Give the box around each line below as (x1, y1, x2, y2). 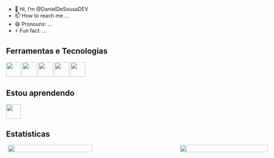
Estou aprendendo (6, 88, 75, 98)
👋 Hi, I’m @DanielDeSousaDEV (14, 6, 89, 12)
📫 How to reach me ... (14, 12, 69, 19)
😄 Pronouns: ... (14, 20, 53, 28)
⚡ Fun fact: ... (14, 27, 47, 34)
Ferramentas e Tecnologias (6, 46, 108, 56)
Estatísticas (6, 129, 50, 139)
